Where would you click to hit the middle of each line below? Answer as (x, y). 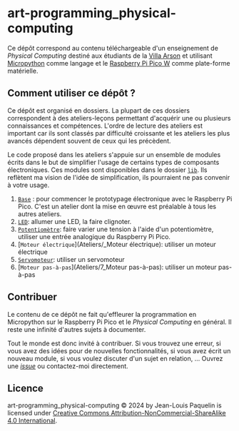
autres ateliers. (40, 214)
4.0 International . (32, 421)
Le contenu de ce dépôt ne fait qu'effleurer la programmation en (102, 314)
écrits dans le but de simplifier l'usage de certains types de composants (113, 162)
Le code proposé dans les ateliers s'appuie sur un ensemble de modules (114, 154)
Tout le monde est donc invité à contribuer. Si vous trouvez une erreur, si (114, 343)
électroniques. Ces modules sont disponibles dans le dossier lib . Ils (107, 170)
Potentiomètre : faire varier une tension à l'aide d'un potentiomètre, (116, 229)
